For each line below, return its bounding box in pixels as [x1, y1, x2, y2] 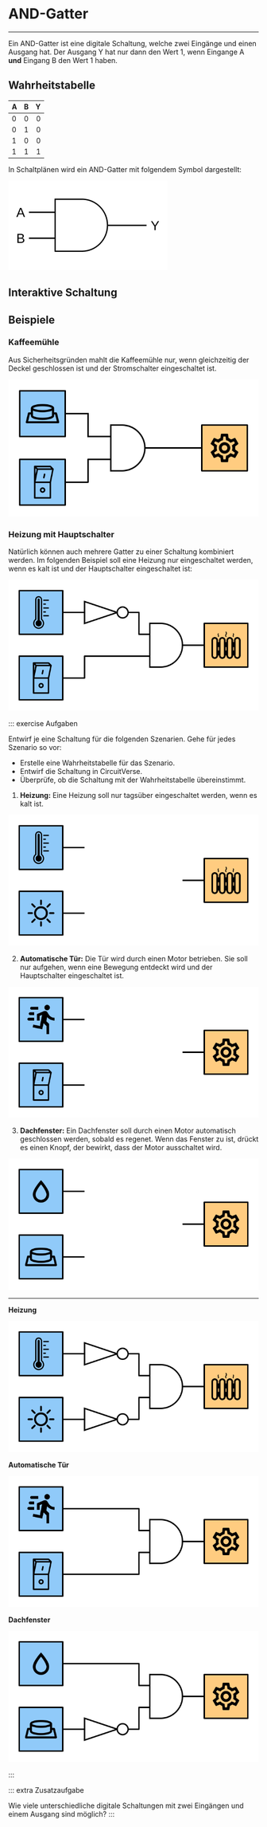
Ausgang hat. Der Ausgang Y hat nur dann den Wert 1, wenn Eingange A [8, 47, 245, 57]
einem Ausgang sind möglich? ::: [8, 1809, 115, 1818]
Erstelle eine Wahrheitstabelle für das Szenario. [19, 758, 176, 768]
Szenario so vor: [8, 742, 62, 752]
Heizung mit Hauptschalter [8, 528, 115, 540]
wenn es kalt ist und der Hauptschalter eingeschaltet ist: [8, 564, 193, 574]
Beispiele [8, 312, 56, 327]
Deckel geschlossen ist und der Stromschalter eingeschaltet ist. [8, 363, 217, 373]
